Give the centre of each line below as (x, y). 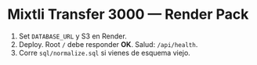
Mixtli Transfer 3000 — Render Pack (128, 14)
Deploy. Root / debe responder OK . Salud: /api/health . (108, 44)
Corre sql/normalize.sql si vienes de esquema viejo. (105, 52)
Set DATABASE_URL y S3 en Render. (72, 36)
